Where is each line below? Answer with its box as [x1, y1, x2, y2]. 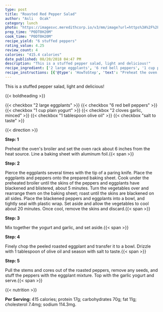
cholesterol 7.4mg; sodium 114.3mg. [5, 301, 77, 307]
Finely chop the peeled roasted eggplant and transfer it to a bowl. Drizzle [5, 243, 151, 249]
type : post [5, 7, 27, 12]
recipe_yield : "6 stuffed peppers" [5, 39, 77, 44]
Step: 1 [5, 136, 19, 142]
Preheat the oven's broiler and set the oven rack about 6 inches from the [5, 146, 150, 152]
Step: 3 [5, 215, 20, 221]
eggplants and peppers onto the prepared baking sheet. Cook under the [5, 175, 149, 181]
